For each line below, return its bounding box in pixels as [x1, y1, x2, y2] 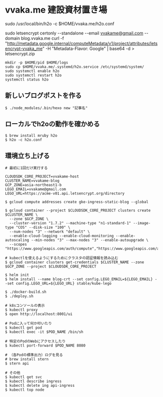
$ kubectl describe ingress [5, 379, 62, 384]
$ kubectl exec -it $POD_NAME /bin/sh [5, 330, 83, 334]
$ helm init [5, 272, 29, 278]
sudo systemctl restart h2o [5, 73, 62, 78]
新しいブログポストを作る [5, 92, 81, 100]
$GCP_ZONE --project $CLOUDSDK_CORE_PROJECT [5, 264, 97, 269]
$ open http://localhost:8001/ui [5, 312, 73, 317]
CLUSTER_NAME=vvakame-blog [5, 178, 60, 183]
